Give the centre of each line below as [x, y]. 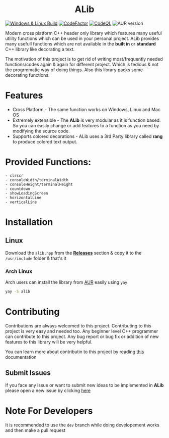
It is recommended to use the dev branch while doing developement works [82, 425]
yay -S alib [18, 291]
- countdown [18, 189]
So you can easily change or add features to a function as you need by [86, 125]
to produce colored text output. [45, 141]
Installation [29, 222]
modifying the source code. [41, 131]
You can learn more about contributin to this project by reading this [75, 352]
